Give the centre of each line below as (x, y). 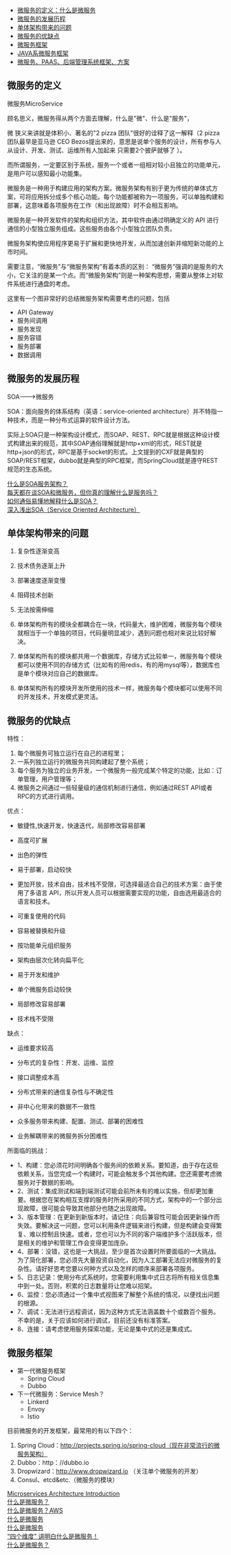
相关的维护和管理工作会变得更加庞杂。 (77, 1243)
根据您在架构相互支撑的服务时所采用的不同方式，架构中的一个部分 (123, 1200)
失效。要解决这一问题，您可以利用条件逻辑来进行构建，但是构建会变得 (117, 1225)
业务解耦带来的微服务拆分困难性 (62, 1136)
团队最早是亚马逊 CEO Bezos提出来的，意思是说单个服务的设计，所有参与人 (114, 141)
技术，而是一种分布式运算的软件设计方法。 (73, 420)
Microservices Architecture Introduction (64, 1494)
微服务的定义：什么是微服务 (56, 10)
